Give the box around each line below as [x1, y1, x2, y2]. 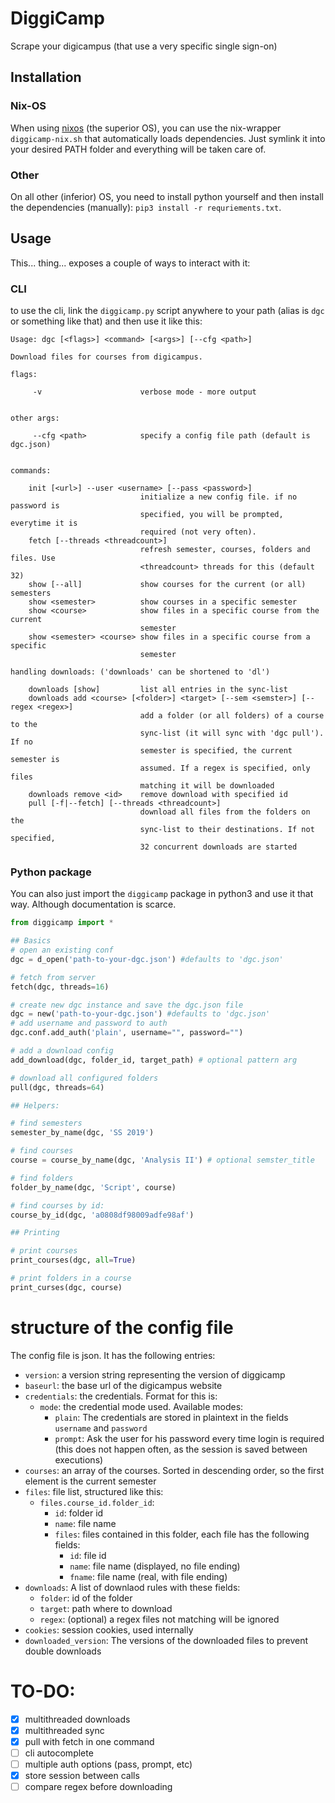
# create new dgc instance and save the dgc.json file [10, 1000, 244, 1010]
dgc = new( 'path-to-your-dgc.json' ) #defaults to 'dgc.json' [10, 1009, 271, 1019]
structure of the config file [10, 1317, 234, 1339]
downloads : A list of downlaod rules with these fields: [24, 1581, 241, 1593]
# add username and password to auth [10, 1018, 168, 1029]
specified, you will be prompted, [139, 510, 284, 520]
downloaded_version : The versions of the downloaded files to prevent [24, 1634, 309, 1646]
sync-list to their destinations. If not [139, 825, 315, 835]
